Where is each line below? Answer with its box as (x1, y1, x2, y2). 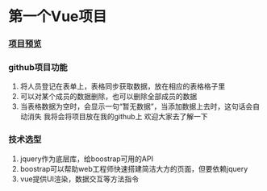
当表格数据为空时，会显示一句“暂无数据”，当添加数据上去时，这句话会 (19, 102, 253, 111)
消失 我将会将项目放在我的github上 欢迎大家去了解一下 (27, 112, 208, 122)
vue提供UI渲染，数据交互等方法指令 (19, 174, 140, 184)
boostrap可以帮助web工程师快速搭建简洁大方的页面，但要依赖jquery (19, 164, 248, 173)
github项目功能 (8, 62, 68, 73)
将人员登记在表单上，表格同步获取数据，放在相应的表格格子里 (19, 81, 226, 91)
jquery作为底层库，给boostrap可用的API (19, 154, 153, 164)
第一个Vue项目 (8, 7, 107, 26)
